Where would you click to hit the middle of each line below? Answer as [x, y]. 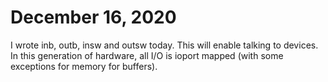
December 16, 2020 [93, 17]
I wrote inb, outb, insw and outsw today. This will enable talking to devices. [164, 45]
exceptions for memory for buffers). [84, 66]
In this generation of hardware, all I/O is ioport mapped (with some [147, 55]
